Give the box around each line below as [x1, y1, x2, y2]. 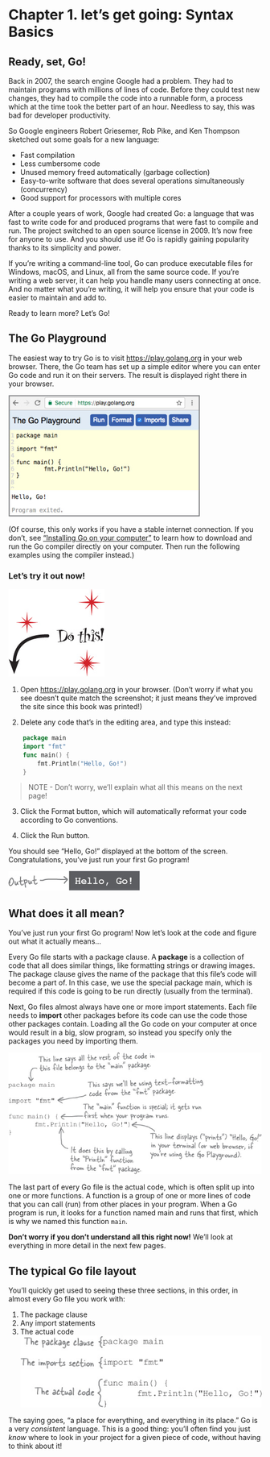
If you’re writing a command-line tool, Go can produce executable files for [8, 259, 253, 268]
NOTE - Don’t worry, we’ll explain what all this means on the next [27, 782, 243, 792]
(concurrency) [19, 185, 68, 194]
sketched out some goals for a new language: [8, 135, 160, 144]
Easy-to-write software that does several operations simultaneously [19, 176, 245, 185]
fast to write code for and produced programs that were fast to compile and [8, 218, 259, 226]
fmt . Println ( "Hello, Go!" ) [37, 759, 128, 767]
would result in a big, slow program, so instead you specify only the [8, 1027, 232, 1037]
